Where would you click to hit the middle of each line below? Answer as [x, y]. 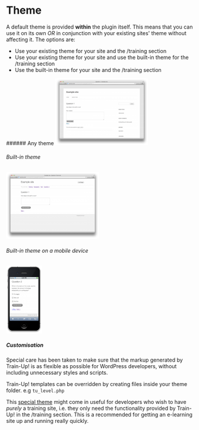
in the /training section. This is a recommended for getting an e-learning [104, 415]
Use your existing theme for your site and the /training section [91, 51]
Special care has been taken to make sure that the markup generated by [94, 360]
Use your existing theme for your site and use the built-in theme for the [102, 57]
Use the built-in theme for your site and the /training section [88, 70]
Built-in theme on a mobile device [47, 250]
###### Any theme [30, 143]
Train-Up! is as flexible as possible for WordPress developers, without [91, 366]
